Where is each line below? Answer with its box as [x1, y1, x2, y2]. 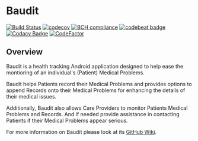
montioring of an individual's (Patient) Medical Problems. [6, 69, 145, 76]
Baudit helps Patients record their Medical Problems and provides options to [6, 80, 192, 87]
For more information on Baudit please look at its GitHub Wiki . [6, 128, 157, 135]
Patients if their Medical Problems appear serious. [6, 117, 129, 124]
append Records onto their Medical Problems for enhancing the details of [6, 87, 186, 94]
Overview [6, 47, 43, 57]
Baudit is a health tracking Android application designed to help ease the [6, 63, 184, 70]
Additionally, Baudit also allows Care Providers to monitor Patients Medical [6, 104, 188, 112]
